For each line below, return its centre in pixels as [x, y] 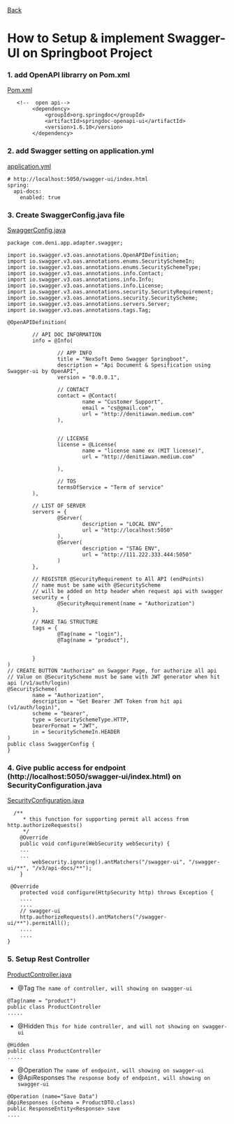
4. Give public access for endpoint [66, 768]
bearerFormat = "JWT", [65, 726]
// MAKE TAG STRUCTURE [65, 622]
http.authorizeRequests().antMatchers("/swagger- [94, 917]
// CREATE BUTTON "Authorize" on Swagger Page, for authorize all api [112, 671]
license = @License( [87, 445]
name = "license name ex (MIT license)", [143, 451]
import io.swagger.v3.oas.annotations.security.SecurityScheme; [103, 298]
